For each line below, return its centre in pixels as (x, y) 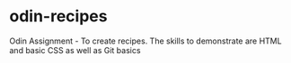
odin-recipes (58, 16)
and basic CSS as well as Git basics (75, 50)
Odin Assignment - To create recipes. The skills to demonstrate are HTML (145, 41)
